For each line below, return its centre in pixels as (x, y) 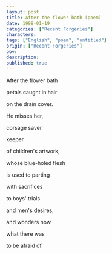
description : (23, 57)
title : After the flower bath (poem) (54, 18)
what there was (25, 234)
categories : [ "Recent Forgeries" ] (50, 29)
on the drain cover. (30, 104)
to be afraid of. (25, 245)
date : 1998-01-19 (28, 23)
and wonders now (29, 222)
